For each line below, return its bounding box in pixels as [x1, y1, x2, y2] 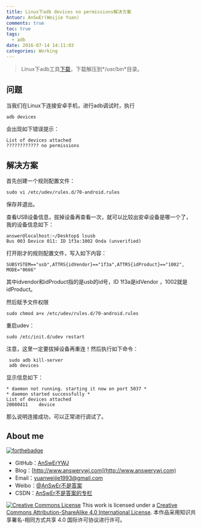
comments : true [6, 20, 45, 26]
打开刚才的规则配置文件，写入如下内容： [6, 249, 107, 257]
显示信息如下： [6, 374, 43, 381]
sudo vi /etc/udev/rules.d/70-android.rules [6, 189, 120, 196]
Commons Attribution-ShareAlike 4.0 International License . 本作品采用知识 [6, 509, 191, 516]
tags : [6, 31, 20, 37]
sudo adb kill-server [8, 357, 63, 363]
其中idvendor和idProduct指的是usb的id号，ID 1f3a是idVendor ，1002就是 [6, 278, 188, 286]
